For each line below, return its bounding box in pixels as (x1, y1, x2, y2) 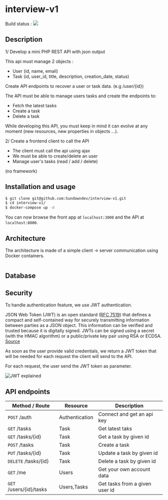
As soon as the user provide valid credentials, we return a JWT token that (5, 348, 156, 354)
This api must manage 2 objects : (5, 58, 73, 64)
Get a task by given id (98, 433, 149, 440)
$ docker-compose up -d (5, 205, 55, 210)
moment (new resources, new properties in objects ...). (5, 128, 118, 134)
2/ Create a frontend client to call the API (5, 138, 89, 144)
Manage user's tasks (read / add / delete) (12, 158, 98, 164)
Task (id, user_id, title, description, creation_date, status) (12, 73, 129, 79)
